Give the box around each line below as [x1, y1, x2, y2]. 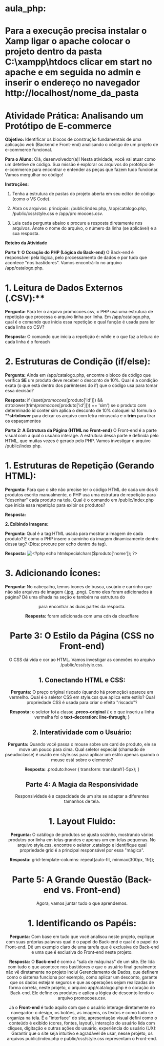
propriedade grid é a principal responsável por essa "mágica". [19, 847, 145, 853]
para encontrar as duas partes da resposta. [38, 604, 126, 610]
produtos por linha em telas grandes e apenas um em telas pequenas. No [8, 837, 156, 843]
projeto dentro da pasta [5, 46, 102, 57]
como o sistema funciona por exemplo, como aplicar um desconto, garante [6, 974, 158, 980]
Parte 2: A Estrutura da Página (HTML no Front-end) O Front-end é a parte [5, 427, 157, 433]
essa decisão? [5, 388, 34, 394]
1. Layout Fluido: [48, 815, 116, 827]
